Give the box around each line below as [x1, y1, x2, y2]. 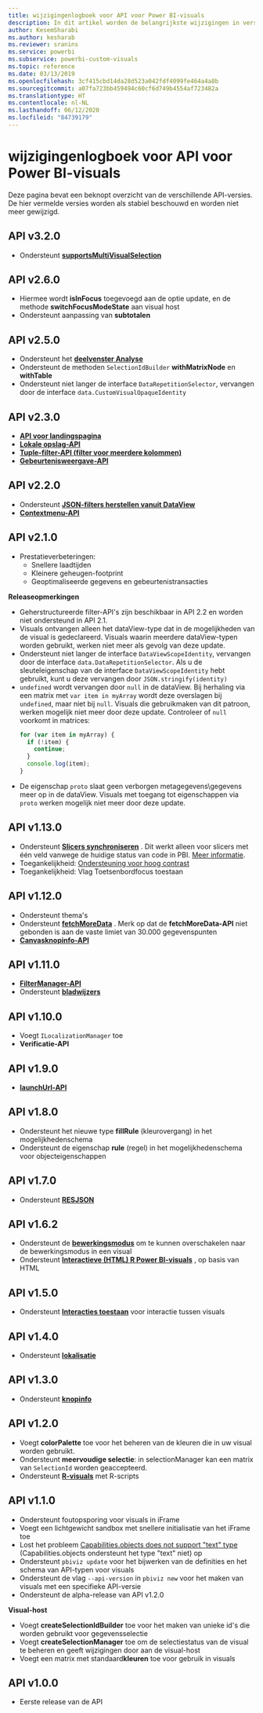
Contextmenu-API [19, 508, 80, 517]
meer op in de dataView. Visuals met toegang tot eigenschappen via [19, 790, 239, 799]
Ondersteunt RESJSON [19, 1195, 95, 1204]
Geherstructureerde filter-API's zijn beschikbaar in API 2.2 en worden [19, 607, 243, 616]
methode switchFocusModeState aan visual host [19, 302, 180, 312]
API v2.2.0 [8, 479, 61, 492]
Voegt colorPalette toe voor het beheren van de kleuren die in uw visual [19, 1437, 252, 1447]
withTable [19, 371, 52, 381]
